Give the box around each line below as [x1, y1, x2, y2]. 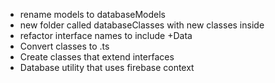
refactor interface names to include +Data [19, 30, 193, 41]
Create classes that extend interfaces [19, 51, 175, 63]
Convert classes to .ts [19, 40, 110, 52]
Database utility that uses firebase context [19, 62, 195, 73]
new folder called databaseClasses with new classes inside [19, 19, 265, 31]
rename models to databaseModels [19, 9, 166, 20]
